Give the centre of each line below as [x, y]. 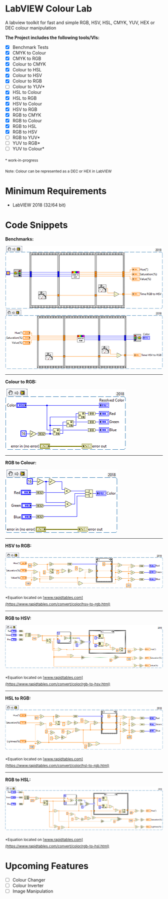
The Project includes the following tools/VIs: [52, 37]
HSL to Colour [27, 92]
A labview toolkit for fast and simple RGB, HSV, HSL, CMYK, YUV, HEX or [80, 22]
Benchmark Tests [30, 47]
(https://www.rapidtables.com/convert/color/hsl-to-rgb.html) [57, 766]
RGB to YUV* [26, 137]
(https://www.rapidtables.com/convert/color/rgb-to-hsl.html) [57, 846]
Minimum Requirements [56, 191]
